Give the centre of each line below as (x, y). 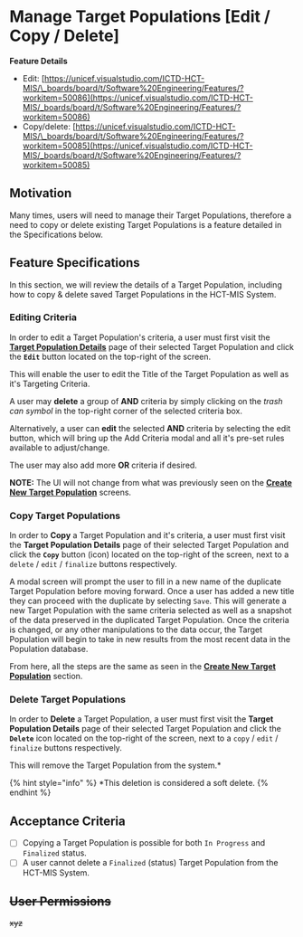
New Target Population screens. (71, 492)
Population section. (46, 677)
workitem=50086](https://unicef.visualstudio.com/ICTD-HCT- (137, 98)
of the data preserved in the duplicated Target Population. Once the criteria (149, 620)
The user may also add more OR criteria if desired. (103, 465)
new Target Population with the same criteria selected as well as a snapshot (151, 610)
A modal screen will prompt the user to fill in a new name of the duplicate (146, 582)
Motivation (41, 193)
